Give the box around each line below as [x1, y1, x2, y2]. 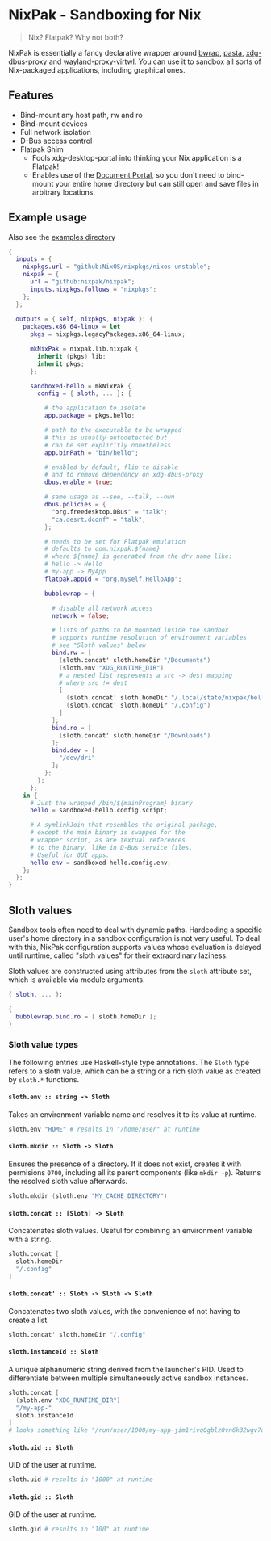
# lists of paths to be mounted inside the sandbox [51, 626, 229, 635]
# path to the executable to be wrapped [44, 426, 182, 435]
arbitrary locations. [31, 187, 95, 197]
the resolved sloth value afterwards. [8, 1177, 127, 1186]
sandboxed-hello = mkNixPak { [29, 382, 131, 390]
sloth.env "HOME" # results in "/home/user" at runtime [8, 1125, 200, 1133]
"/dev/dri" [59, 754, 95, 762]
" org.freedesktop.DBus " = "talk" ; [51, 507, 168, 516]
